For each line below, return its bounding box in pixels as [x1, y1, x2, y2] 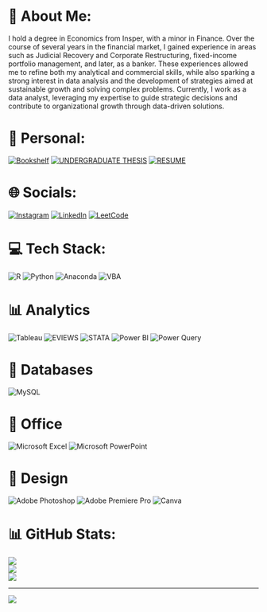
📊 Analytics [8, 300, 91, 319]
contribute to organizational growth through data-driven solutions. [8, 101, 225, 111]
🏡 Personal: [8, 129, 86, 147]
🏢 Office [8, 414, 63, 433]
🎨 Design [8, 469, 69, 487]
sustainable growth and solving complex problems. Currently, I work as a [8, 84, 247, 94]
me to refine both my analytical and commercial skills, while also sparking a [8, 67, 256, 76]
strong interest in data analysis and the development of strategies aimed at [8, 76, 253, 85]
